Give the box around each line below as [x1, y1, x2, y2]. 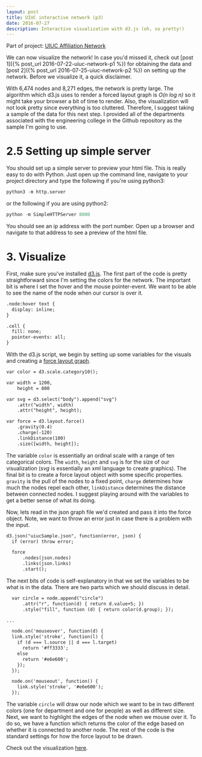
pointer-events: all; [11, 334, 66, 340]
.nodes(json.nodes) [22, 555, 71, 561]
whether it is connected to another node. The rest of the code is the [6, 726, 175, 733]
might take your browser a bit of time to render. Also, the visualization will [6, 98, 189, 105]
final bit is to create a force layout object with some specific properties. [6, 471, 183, 478]
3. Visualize [6, 250, 66, 264]
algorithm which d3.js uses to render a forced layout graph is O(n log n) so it [6, 91, 196, 98]
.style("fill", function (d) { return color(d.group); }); [22, 606, 174, 613]
